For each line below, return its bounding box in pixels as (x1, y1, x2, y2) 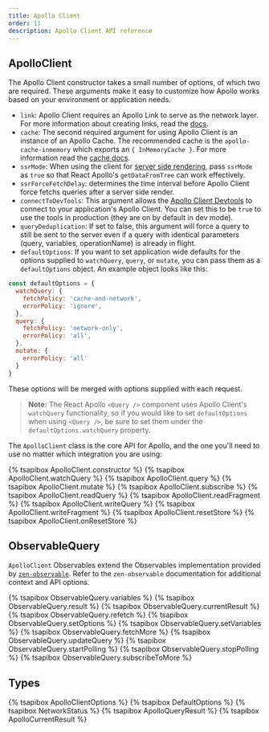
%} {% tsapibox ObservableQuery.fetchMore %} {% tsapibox (8, 628, 211, 637)
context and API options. (8, 578, 90, 587)
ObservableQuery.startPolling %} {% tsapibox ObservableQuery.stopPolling (8, 644, 259, 654)
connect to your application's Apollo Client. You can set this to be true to (19, 204, 262, 214)
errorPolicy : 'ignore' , (22, 302, 103, 310)
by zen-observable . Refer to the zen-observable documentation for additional (8, 569, 262, 579)
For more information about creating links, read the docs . (19, 119, 209, 129)
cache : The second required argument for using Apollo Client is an (19, 128, 238, 137)
